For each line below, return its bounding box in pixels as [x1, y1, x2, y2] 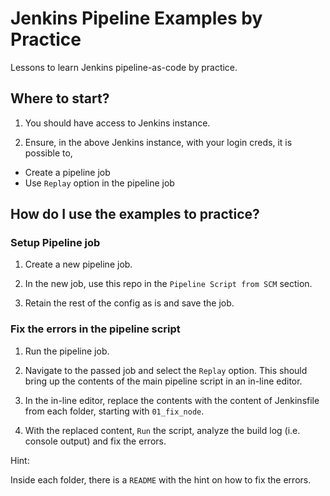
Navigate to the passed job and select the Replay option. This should [24, 364, 308, 376]
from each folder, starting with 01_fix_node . [24, 405, 205, 417]
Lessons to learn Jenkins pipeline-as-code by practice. [10, 61, 238, 73]
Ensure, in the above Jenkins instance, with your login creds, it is [24, 136, 293, 148]
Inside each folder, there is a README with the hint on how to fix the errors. [10, 473, 312, 486]
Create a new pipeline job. [24, 258, 133, 271]
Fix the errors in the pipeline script [10, 322, 181, 336]
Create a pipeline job [24, 166, 111, 178]
